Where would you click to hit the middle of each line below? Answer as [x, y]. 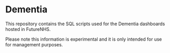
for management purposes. [34, 44]
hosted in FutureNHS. [28, 29]
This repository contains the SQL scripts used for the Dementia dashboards [85, 24]
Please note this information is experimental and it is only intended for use [84, 39]
